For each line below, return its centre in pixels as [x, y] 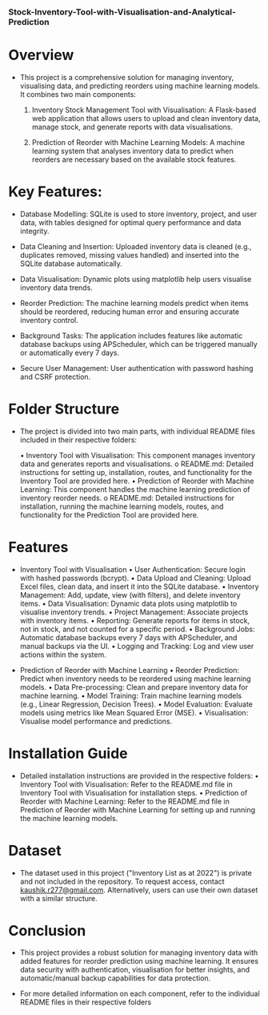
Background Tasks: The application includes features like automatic [131, 336]
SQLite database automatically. [71, 264]
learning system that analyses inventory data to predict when [132, 151]
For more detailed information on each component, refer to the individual [140, 994]
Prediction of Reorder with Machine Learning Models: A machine [138, 142]
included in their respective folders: [78, 440]
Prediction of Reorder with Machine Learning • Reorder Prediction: [130, 670]
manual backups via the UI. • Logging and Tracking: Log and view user [137, 646]
